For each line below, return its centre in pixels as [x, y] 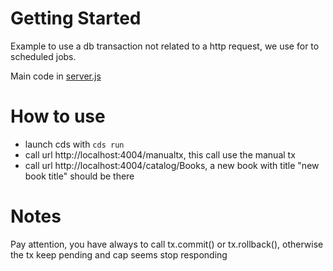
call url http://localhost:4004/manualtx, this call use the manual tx [160, 154]
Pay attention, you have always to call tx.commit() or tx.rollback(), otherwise [167, 244]
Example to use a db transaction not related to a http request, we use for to [165, 46]
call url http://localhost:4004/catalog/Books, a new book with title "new [172, 165]
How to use [58, 116]
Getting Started [76, 18]
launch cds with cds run [74, 144]
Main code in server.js [56, 76]
